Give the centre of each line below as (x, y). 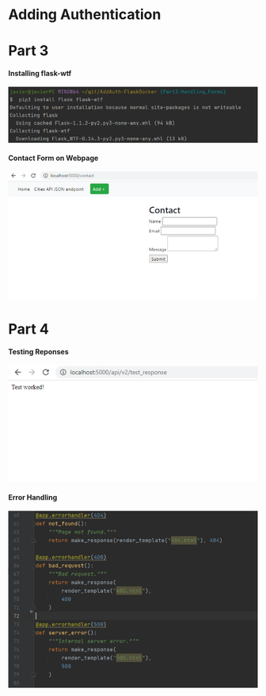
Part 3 (28, 51)
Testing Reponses (38, 351)
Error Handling (33, 498)
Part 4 (28, 329)
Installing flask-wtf (40, 73)
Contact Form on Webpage (53, 158)
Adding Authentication (85, 15)
